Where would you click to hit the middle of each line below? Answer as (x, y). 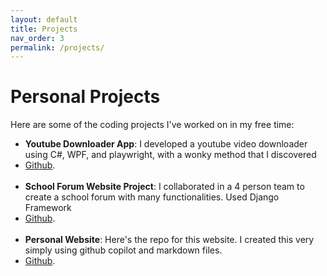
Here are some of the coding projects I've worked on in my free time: (152, 125)
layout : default (44, 19)
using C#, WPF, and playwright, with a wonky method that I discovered (170, 155)
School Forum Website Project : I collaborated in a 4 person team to (164, 187)
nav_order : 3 (37, 38)
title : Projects (44, 29)
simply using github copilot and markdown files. (123, 250)
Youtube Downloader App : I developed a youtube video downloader (166, 144)
